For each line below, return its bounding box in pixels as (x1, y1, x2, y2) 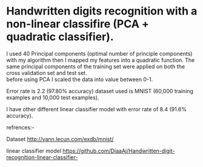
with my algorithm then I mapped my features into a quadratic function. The (6, 56, 195, 64)
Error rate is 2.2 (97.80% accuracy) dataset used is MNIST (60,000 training (6, 87, 194, 94)
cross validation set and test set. (6, 69, 87, 76)
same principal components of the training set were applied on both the (6, 62, 185, 70)
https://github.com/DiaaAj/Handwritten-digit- (62, 147, 175, 154)
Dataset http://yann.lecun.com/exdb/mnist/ (6, 135, 114, 143)
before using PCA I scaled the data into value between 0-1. (6, 76, 153, 83)
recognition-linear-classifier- (6, 153, 78, 161)
